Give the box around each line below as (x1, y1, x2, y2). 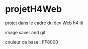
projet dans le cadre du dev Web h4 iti (5, 20, 84, 26)
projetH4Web (5, 3, 62, 15)
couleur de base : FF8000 (5, 39, 59, 45)
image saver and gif (5, 29, 46, 35)
